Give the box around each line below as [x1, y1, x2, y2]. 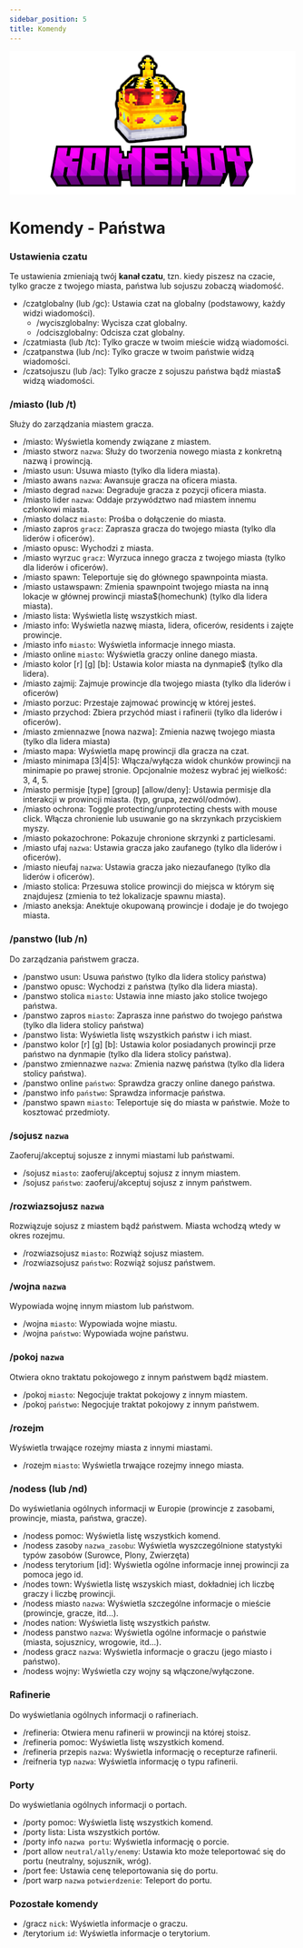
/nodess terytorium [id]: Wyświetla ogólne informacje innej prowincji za [22, 1559, 289, 1570]
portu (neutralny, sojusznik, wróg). [22, 1855, 151, 1866]
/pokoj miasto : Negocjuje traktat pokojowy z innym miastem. [22, 1388, 248, 1400]
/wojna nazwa [9, 1280, 66, 1293]
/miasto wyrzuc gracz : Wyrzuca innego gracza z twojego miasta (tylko [22, 552, 286, 563]
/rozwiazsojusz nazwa [9, 1199, 104, 1212]
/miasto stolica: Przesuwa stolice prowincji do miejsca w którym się [22, 881, 275, 892]
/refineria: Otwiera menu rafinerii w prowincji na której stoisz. [22, 1727, 251, 1738]
